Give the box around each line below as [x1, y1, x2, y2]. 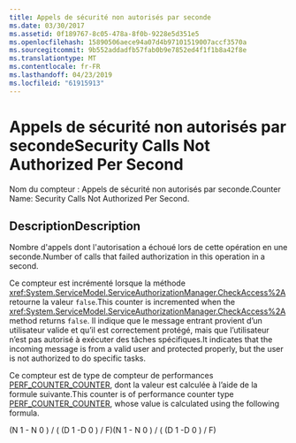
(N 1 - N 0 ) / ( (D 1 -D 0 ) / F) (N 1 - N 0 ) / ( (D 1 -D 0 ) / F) [9, 425, 216, 436]
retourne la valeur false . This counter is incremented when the [9, 297, 236, 308]
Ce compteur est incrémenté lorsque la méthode [9, 278, 186, 288]
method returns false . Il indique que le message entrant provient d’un [9, 316, 263, 326]
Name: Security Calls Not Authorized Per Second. [9, 193, 190, 203]
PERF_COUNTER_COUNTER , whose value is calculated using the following [9, 399, 280, 409]
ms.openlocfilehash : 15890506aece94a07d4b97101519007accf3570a [9, 37, 247, 47]
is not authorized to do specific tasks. [9, 353, 146, 363]
